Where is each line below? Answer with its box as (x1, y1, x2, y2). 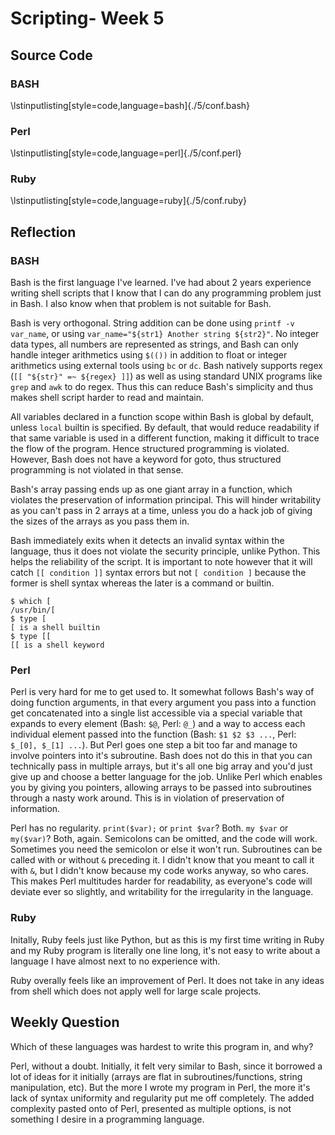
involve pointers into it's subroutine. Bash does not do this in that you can (10, 750, 313, 762)
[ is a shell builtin (10, 623, 101, 633)
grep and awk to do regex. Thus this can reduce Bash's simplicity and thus (10, 381, 314, 393)
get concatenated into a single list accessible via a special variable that (10, 707, 303, 719)
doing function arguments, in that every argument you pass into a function (10, 697, 317, 709)
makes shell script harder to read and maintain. (10, 392, 205, 404)
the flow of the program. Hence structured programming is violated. (10, 443, 290, 455)
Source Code (10, 47, 93, 64)
